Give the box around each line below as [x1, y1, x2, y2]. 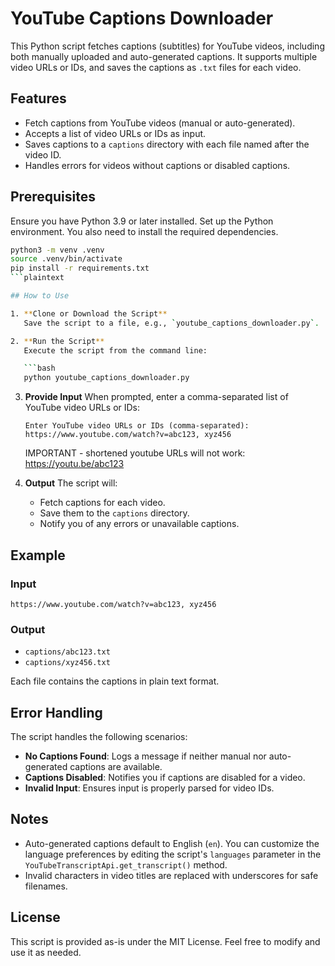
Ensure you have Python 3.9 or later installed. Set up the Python [10, 215, 274, 227]
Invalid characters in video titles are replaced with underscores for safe [24, 869, 319, 881]
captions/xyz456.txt [24, 658, 111, 668]
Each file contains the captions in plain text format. [10, 675, 220, 687]
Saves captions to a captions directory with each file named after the [24, 138, 310, 150]
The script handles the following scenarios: [10, 730, 188, 742]
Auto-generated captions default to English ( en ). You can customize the [24, 837, 320, 849]
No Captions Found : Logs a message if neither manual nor [24, 750, 267, 762]
